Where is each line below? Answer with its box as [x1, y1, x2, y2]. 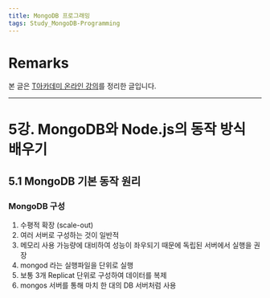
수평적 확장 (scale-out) [19, 220, 94, 230]
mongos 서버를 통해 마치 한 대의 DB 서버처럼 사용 [19, 280, 177, 290]
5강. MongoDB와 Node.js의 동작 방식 [8, 120, 247, 138]
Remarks [8, 54, 70, 72]
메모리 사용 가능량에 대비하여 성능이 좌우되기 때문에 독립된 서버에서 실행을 [19, 240, 252, 250]
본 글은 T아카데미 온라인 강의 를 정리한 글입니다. [8, 81, 157, 91]
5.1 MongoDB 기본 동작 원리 [8, 174, 141, 189]
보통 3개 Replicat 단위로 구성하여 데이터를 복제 [19, 271, 167, 280]
